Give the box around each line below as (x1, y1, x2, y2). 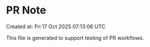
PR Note (6, 4, 46, 17)
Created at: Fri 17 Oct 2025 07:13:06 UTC (6, 23, 106, 30)
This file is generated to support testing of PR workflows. (6, 34, 144, 41)
